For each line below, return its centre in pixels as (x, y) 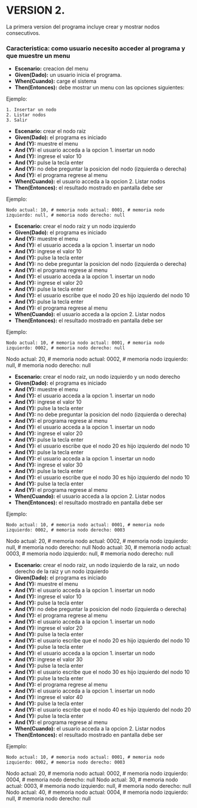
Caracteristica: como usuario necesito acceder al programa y (96, 48)
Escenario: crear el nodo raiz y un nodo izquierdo (75, 226)
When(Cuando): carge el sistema (55, 81)
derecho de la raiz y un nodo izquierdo (62, 571)
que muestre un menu (38, 56)
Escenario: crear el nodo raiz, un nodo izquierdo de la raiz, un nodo (97, 565)
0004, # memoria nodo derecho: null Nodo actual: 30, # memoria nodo (92, 780)
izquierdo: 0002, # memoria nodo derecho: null (66, 348)
